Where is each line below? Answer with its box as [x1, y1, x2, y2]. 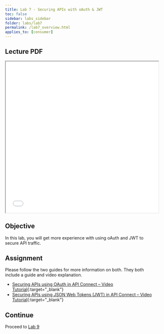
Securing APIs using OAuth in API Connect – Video [12, 282, 114, 287]
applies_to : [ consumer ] [5, 30, 53, 34]
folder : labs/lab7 [5, 20, 42, 26]
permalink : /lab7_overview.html [5, 25, 70, 30]
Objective [5, 222, 35, 230]
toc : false [5, 12, 27, 16]
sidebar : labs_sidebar [5, 16, 51, 21]
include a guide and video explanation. [5, 272, 82, 278]
